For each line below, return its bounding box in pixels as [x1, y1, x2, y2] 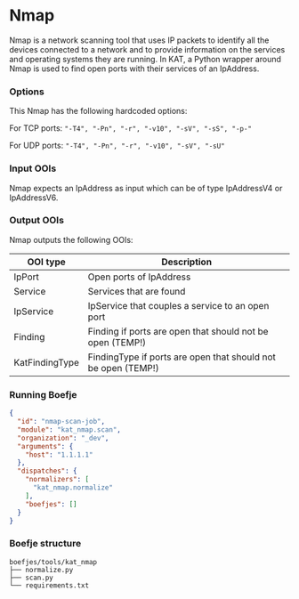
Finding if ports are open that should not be [87, 325, 269, 337]
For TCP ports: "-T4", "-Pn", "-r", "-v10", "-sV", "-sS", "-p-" [9, 123, 252, 134]
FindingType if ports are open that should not [87, 351, 276, 363]
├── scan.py [9, 573, 53, 582]
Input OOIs [9, 162, 57, 174]
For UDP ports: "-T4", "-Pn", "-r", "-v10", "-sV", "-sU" [9, 140, 225, 151]
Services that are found [87, 285, 186, 297]
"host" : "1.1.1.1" [25, 450, 93, 459]
